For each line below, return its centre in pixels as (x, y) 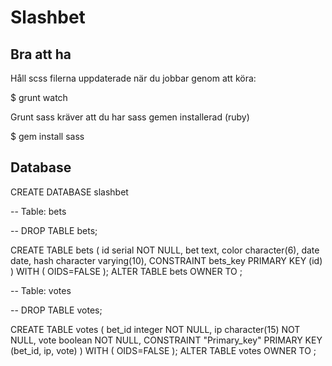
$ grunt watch (39, 97)
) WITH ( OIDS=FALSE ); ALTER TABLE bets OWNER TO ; (126, 271)
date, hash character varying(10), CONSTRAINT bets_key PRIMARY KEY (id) (166, 260)
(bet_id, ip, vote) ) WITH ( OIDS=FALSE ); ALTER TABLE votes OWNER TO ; (163, 350)
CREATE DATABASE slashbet (69, 192)
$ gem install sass (47, 136)
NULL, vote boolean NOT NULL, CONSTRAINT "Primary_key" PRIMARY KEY (166, 340)
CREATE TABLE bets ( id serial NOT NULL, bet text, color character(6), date (165, 250)
